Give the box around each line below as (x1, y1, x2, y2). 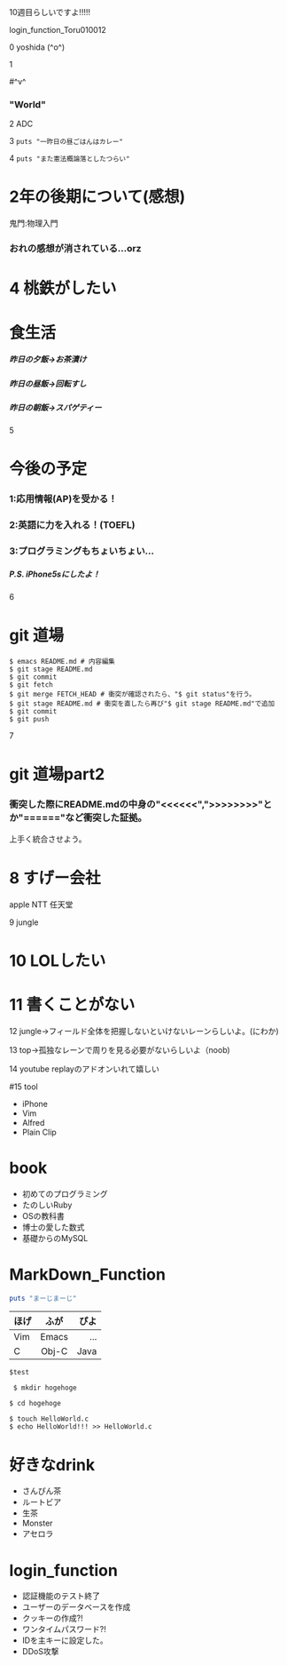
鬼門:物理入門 (9, 218, 59, 228)
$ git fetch (9, 681, 53, 689)
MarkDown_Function (9, 1264, 167, 1285)
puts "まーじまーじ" (9, 1294, 77, 1303)
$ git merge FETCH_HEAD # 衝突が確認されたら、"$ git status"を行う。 (9, 690, 256, 699)
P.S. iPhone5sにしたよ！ (9, 569, 100, 579)
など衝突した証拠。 (65, 811, 148, 824)
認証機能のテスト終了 (21, 1590, 100, 1601)
